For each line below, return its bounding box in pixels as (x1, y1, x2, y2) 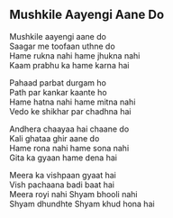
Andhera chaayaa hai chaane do (9, 123, 130, 134)
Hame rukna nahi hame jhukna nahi (9, 50, 141, 61)
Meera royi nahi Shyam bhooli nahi (9, 188, 138, 199)
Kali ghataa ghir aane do (9, 132, 100, 143)
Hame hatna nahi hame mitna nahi (9, 96, 136, 107)
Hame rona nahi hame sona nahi (9, 142, 130, 153)
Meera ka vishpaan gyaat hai (9, 169, 117, 180)
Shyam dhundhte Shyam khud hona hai (9, 198, 155, 209)
